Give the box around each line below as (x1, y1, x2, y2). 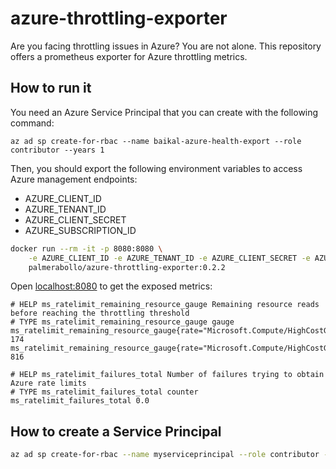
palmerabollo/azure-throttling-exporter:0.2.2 (28, 262, 226, 272)
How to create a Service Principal (10, 423, 222, 440)
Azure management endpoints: (10, 173, 138, 185)
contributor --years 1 (10, 145, 105, 155)
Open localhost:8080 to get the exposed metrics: (10, 280, 213, 292)
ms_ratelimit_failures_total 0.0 (10, 396, 150, 406)
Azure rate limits (10, 378, 87, 389)
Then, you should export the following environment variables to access (10, 162, 303, 174)
